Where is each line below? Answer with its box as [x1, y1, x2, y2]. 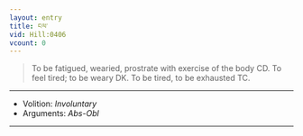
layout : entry [9, 13, 63, 23]
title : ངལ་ [9, 22, 48, 31]
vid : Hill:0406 [9, 30, 67, 39]
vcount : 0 [9, 38, 47, 48]
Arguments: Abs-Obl [22, 108, 99, 119]
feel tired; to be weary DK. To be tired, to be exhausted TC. [31, 73, 251, 84]
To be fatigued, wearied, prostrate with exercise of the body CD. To [31, 63, 282, 74]
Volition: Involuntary [22, 98, 97, 109]
